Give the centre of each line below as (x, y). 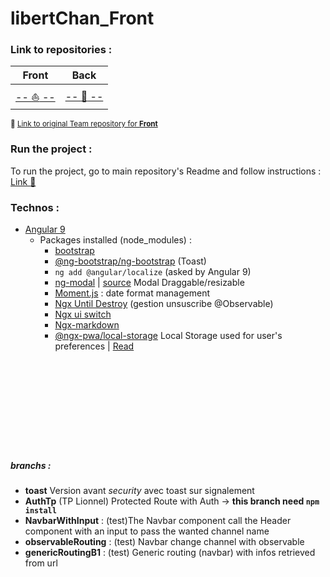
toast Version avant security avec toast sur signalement (139, 491)
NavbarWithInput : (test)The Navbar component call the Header (158, 521)
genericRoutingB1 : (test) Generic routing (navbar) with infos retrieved (170, 553)
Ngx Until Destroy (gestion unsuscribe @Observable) (164, 304)
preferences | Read (94, 346)
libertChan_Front (82, 18)
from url (41, 563)
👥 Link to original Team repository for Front (84, 124)
